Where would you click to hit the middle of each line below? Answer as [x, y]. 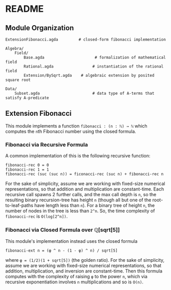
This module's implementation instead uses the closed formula [71, 241]
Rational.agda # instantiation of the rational [94, 67]
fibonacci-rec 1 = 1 [27, 170]
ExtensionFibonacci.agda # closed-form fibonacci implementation [86, 39]
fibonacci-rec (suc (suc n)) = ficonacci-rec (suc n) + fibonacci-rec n [84, 174]
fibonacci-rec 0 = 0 [27, 165]
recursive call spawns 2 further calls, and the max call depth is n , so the [81, 195]
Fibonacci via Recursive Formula [47, 144]
